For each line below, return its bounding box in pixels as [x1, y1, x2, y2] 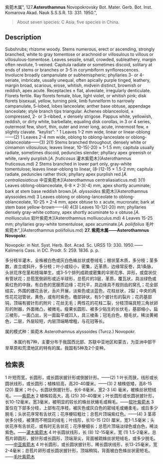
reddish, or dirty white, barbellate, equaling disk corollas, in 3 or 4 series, [5, 118, 151, 124]
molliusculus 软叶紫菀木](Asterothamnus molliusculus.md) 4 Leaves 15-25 [5, 215, 153, 221]
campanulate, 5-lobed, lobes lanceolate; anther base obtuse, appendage [5, 103, 151, 109]
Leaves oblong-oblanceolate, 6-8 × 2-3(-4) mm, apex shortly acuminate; [5, 182, 151, 188]
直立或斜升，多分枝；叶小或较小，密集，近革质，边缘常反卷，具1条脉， [13, 263, 156, 269]
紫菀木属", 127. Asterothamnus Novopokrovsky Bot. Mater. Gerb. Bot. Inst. [5, 4, 152, 10]
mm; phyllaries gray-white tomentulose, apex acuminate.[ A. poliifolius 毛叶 [5, 221, 154, 227]
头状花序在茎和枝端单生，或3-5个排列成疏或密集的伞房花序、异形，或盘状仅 [5, 269, 157, 275]
